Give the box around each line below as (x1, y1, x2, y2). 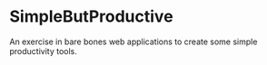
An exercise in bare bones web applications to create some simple (9, 36, 258, 47)
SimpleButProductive (9, 6, 174, 27)
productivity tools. (9, 45, 77, 56)
